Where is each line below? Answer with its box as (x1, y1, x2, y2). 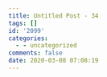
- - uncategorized (15, 42, 78, 50)
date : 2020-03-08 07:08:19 (8, 57, 99, 65)
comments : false (8, 49, 63, 57)
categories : (8, 34, 48, 43)
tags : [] (8, 19, 38, 27)
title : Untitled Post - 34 (8, 11, 99, 20)
